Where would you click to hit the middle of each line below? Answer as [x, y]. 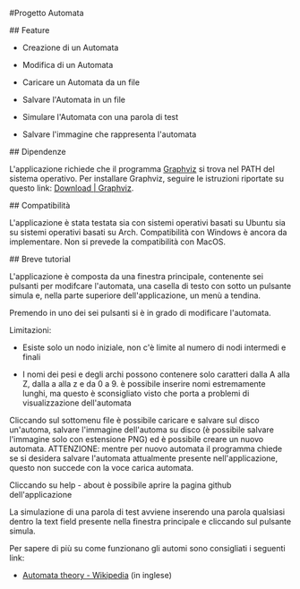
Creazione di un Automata [70, 47]
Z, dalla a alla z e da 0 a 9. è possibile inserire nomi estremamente [144, 384]
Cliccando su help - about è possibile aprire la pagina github [120, 485]
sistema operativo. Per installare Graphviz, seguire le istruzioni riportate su [147, 179]
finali [31, 357]
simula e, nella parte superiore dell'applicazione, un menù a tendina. [135, 295]
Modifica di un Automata [68, 65]
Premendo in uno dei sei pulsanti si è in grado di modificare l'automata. [140, 313]
